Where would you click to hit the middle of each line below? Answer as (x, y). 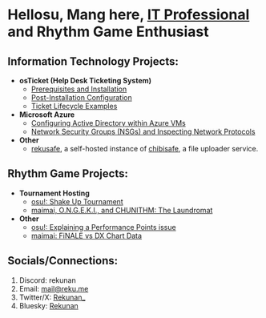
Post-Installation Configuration (82, 97)
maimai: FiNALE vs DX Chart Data (86, 235)
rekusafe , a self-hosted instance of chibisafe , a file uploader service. (145, 149)
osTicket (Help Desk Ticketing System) (85, 81)
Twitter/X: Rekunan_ (52, 297)
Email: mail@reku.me (54, 288)
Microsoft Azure (47, 115)
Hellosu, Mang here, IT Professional (129, 15)
